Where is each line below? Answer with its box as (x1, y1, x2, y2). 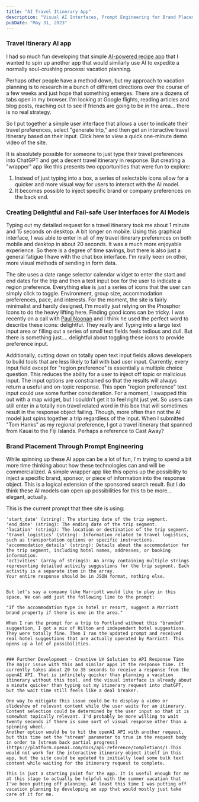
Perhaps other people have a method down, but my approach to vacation (6, 77, 185, 84)
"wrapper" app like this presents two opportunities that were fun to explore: (6, 163, 191, 170)
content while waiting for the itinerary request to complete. (6, 760, 166, 766)
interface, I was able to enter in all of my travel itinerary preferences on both (6, 234, 192, 241)
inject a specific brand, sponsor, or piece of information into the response (6, 475, 185, 482)
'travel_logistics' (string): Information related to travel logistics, (6, 532, 190, 538)
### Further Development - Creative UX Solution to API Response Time (6, 657, 184, 663)
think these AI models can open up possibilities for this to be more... (6, 487, 172, 494)
